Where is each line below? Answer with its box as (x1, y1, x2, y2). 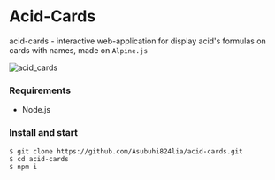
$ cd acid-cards (9, 154, 69, 163)
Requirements (9, 84, 72, 97)
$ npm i (9, 162, 38, 171)
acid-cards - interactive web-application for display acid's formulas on (9, 35, 267, 46)
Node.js (21, 105, 51, 115)
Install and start (9, 127, 78, 139)
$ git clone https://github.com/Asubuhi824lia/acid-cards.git (9, 146, 243, 156)
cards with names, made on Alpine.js (9, 44, 149, 55)
